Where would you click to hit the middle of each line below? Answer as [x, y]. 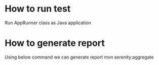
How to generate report [55, 43]
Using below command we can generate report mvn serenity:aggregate [79, 57]
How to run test [38, 9]
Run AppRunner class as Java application [48, 23]
